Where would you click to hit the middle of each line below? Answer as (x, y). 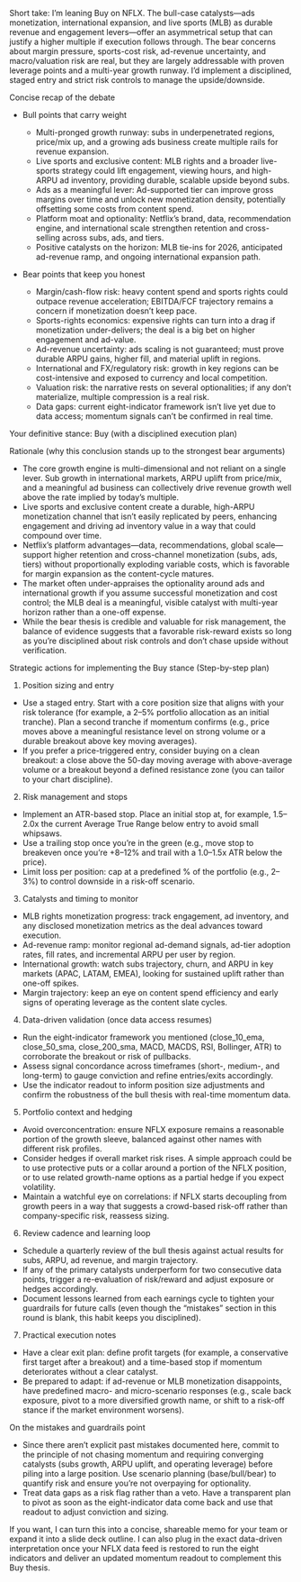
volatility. (39, 1187)
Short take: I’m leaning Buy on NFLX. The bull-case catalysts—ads (132, 13)
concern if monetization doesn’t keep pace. (116, 311)
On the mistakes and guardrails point (77, 1427)
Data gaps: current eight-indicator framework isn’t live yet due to (155, 406)
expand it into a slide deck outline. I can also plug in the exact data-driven (146, 1539)
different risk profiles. (62, 1149)
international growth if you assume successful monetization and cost (150, 593)
